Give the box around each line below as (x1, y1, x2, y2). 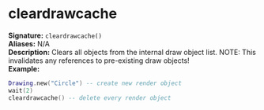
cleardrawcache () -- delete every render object (8, 93, 172, 102)
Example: (8, 64, 40, 73)
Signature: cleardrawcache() (8, 31, 103, 40)
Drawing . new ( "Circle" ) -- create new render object (8, 79, 182, 87)
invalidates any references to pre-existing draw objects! (8, 56, 190, 65)
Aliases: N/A (8, 38, 50, 48)
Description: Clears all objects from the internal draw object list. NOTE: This (8, 47, 257, 57)
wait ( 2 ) (8, 86, 34, 94)
